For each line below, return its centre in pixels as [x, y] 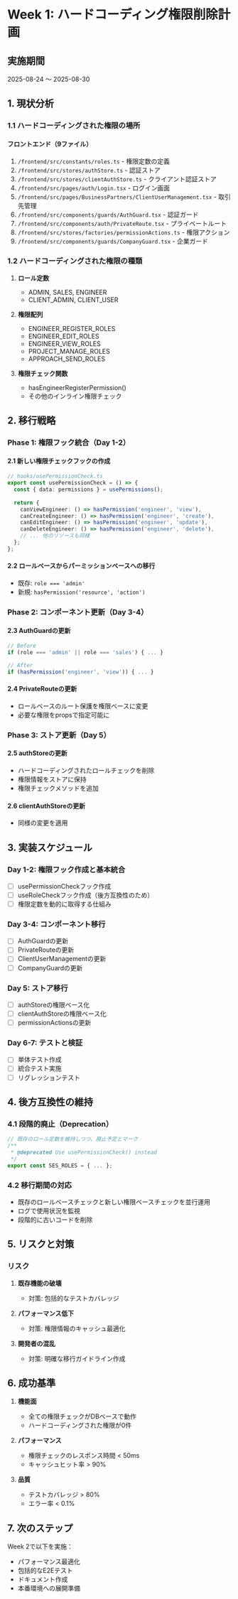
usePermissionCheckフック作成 [64, 886]
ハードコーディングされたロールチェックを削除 [86, 770]
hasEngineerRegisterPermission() [77, 387]
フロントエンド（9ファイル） [50, 143]
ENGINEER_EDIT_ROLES [64, 336]
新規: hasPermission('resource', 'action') [81, 592]
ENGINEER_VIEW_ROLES [64, 343]
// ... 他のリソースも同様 [55, 536]
